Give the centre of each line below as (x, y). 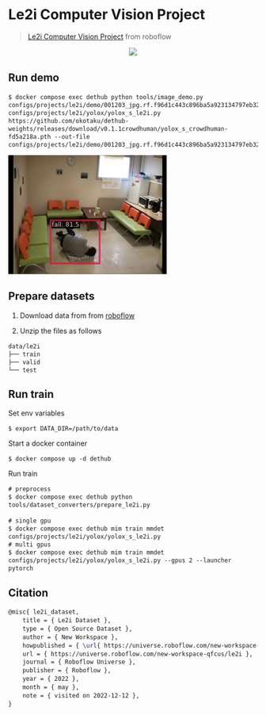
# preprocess (30, 489)
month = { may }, (51, 687)
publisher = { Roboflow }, (67, 671)
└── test (23, 370)
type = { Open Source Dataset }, (78, 629)
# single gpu (30, 521)
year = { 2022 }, (51, 679)
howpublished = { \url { (62, 645)
